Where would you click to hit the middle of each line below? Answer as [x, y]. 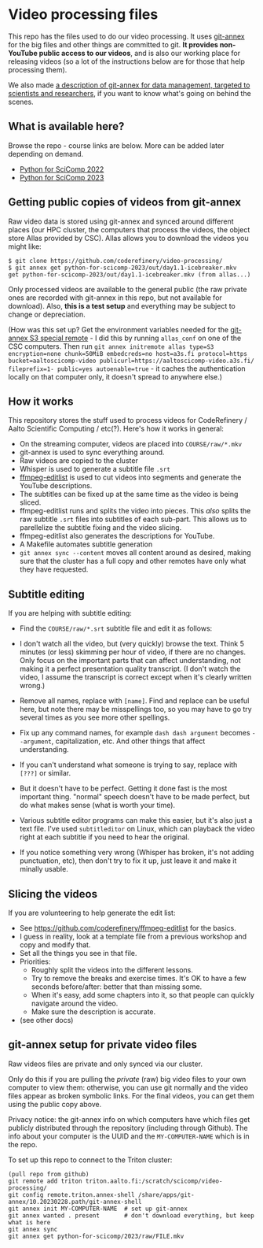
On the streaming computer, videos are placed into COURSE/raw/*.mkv [130, 444]
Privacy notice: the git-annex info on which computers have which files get [129, 1119]
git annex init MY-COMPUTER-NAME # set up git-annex [98, 1209]
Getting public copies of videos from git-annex [125, 202]
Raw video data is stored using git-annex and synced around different [121, 221]
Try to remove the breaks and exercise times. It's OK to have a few [139, 978]
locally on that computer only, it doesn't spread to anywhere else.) [115, 376]
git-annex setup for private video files [103, 1045]
